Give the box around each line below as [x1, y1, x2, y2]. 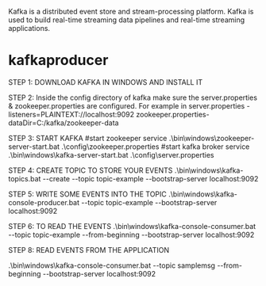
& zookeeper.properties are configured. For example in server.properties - [8, 101, 250, 110]
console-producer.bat [8, 197, 80, 207]
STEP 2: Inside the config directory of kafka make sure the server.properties [8, 93, 258, 102]
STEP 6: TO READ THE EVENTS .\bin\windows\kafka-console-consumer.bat [8, 221, 256, 231]
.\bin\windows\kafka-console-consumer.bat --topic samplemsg [8, 261, 216, 270]
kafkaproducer [8, 51, 109, 70]
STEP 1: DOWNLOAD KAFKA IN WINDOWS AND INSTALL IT [8, 77, 203, 86]
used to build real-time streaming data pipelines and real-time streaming [8, 15, 245, 25]
